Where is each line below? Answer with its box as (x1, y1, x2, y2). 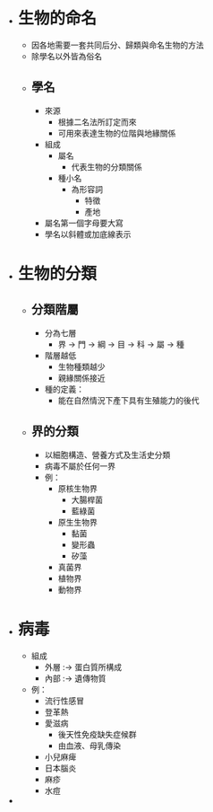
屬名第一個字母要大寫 (44, 217, 124, 228)
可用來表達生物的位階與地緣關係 (57, 128, 176, 138)
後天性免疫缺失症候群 (57, 728, 137, 739)
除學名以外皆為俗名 (30, 50, 103, 61)
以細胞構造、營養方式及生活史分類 (44, 449, 171, 460)
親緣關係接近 (57, 372, 106, 383)
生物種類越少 (57, 361, 106, 372)
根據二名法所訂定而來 (57, 116, 137, 127)
